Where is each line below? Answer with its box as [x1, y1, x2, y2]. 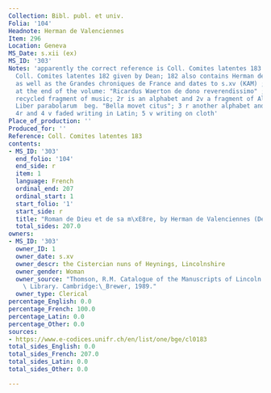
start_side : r [15, 207, 63, 215]
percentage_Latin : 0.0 [8, 312, 85, 320]
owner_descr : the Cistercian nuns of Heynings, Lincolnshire [15, 260, 226, 268]
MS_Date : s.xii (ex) [8, 49, 78, 57]
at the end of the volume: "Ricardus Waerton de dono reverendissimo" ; [15, 87, 265, 95]
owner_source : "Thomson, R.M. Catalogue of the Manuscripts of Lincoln [15, 275, 262, 283]
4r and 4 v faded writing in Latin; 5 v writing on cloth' [15, 110, 219, 118]
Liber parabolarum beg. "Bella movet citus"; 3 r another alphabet [15, 102, 251, 110]
